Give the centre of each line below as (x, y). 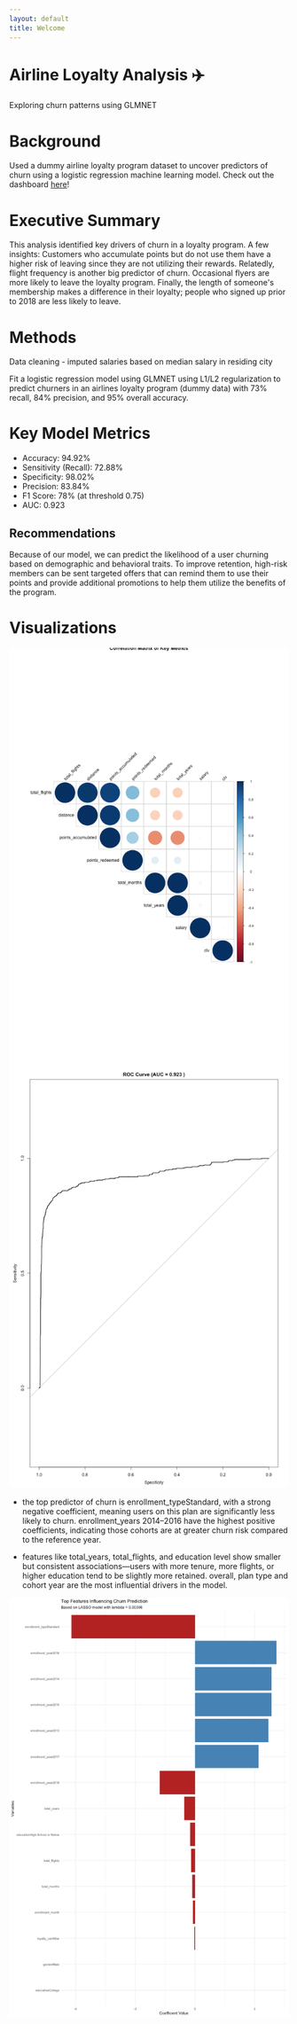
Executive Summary (85, 220)
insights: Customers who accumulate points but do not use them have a (140, 254)
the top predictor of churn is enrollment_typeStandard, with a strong (146, 1502)
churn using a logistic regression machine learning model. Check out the (142, 175)
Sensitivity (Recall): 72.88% (73, 468)
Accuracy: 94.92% (56, 458)
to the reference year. (62, 1540)
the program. (33, 592)
